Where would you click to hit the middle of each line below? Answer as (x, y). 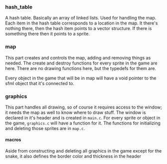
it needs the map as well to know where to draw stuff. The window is (76, 112)
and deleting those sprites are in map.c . (45, 128)
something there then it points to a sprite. (47, 34)
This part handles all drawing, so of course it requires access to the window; (83, 107)
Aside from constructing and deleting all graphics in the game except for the (83, 151)
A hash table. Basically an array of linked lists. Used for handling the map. (81, 18)
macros (13, 140)
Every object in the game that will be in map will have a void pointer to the (81, 78)
